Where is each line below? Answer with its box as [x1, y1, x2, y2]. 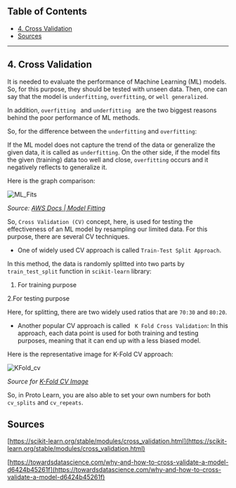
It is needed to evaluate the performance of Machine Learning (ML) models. [7, 77, 227, 86]
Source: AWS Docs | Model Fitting [7, 204, 105, 212]
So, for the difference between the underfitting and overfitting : [7, 126, 197, 136]
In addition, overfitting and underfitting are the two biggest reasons [7, 105, 217, 114]
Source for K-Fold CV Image [7, 377, 89, 385]
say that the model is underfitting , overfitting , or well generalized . [7, 92, 209, 100]
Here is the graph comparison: [7, 176, 96, 185]
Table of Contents [7, 6, 88, 18]
